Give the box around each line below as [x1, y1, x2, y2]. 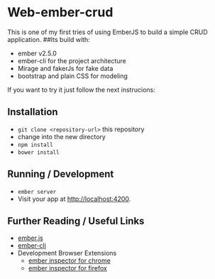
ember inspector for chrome [28, 256, 111, 265]
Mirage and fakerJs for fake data [17, 64, 114, 72]
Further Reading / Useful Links [7, 214, 145, 227]
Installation [7, 106, 58, 118]
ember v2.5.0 [17, 49, 57, 58]
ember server [17, 188, 57, 195]
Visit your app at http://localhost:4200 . [17, 195, 131, 203]
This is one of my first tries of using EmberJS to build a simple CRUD [7, 28, 208, 36]
